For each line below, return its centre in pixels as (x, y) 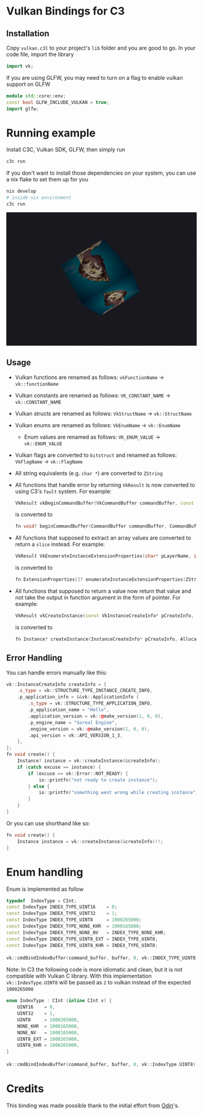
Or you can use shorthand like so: (48, 823)
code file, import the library (40, 54)
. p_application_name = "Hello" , (69, 710)
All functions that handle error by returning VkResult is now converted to (105, 485)
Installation (28, 34)
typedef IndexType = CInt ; (42, 901)
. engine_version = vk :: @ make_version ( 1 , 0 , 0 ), (89, 729)
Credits (25, 1089)
